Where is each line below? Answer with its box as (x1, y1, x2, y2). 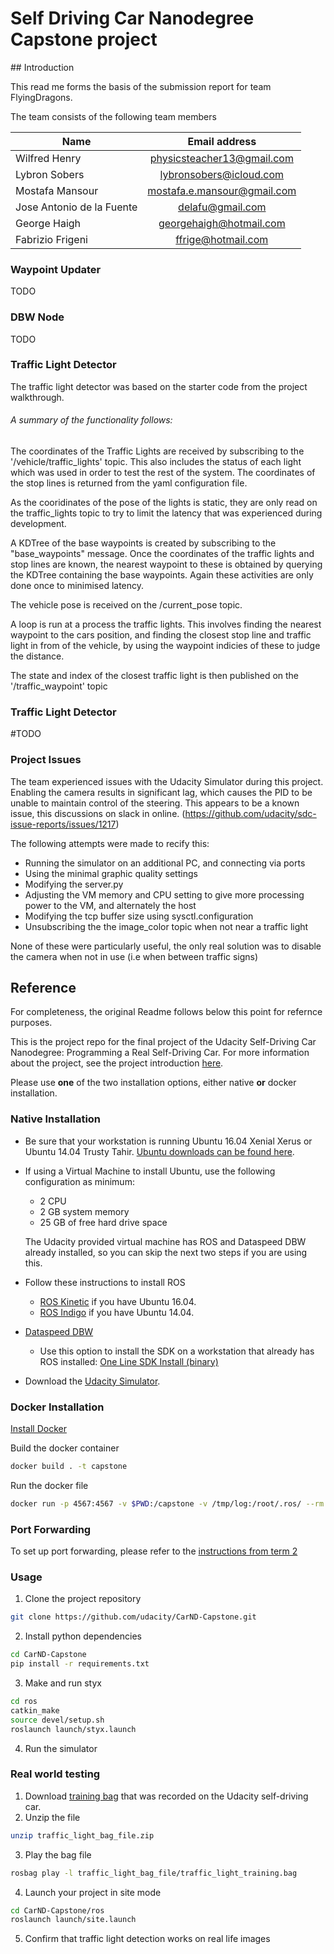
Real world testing (10, 1767, 101, 1781)
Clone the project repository (24, 1593, 142, 1605)
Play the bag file (24, 1848, 92, 1861)
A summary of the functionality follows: (10, 414, 173, 426)
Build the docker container (10, 1442, 120, 1454)
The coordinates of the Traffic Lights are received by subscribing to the (10, 445, 305, 457)
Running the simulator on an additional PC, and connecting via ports (24, 857, 306, 869)
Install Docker (10, 1423, 67, 1435)
